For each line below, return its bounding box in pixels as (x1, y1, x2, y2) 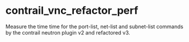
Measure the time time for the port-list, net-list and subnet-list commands (5, 23, 184, 30)
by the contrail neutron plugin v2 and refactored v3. (5, 29, 130, 36)
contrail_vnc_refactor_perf (5, 4, 139, 17)
